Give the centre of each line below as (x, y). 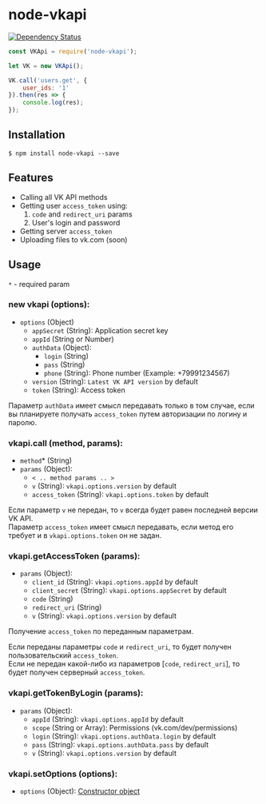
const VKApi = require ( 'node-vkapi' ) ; (73, 51)
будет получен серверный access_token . (77, 672)
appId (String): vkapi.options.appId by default (107, 719)
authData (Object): (62, 347)
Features (31, 178)
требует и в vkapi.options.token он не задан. (85, 535)
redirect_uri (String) (67, 607)
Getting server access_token (66, 231)
